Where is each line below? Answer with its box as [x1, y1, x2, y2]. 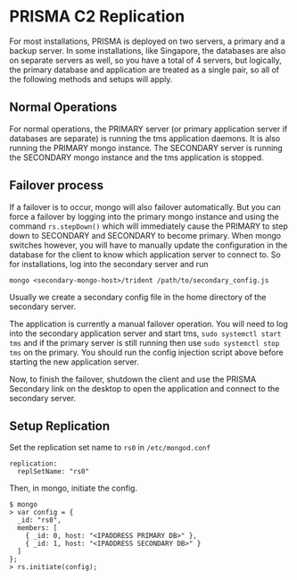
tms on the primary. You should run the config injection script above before [9, 347, 284, 357]
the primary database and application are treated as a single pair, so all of [9, 64, 279, 75]
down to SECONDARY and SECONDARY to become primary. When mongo [9, 230, 282, 240]
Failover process [9, 178, 104, 193]
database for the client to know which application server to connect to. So [9, 248, 281, 260]
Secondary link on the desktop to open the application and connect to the [9, 382, 280, 394]
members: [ [17, 524, 58, 533]
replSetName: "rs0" [17, 467, 90, 476]
